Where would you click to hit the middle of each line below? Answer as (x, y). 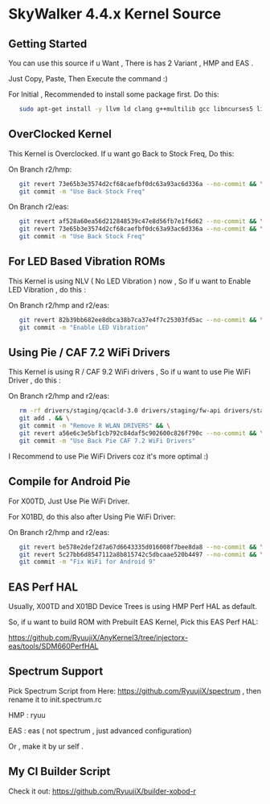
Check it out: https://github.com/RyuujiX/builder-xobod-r (102, 791)
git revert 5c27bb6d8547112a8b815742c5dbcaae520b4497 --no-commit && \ (141, 554)
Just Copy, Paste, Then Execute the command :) (88, 79)
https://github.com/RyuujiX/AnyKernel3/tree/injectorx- (98, 638)
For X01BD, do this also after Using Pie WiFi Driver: (92, 516)
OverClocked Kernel (60, 134)
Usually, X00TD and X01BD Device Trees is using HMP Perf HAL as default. (133, 607)
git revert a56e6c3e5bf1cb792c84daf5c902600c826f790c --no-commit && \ (141, 433)
